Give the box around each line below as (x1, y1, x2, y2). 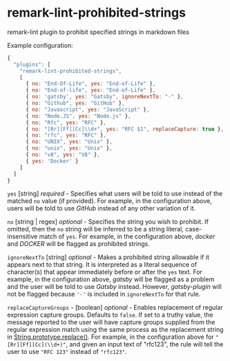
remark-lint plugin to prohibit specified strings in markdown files (7, 28, 190, 36)
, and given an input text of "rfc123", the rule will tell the (66, 340, 224, 349)
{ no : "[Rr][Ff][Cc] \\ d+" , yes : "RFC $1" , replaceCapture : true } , (25, 125, 224, 132)
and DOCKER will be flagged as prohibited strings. (7, 240, 150, 248)
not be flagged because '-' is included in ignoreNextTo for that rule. (7, 290, 201, 299)
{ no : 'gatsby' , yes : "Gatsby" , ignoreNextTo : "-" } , (25, 94, 184, 100)
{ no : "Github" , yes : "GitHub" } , (25, 100, 126, 107)
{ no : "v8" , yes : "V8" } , (25, 151, 100, 159)
